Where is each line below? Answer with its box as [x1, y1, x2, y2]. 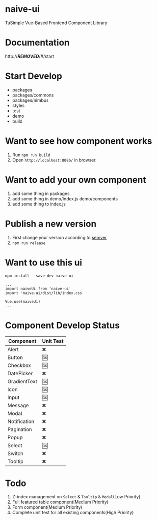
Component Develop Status [5, 320, 120, 331]
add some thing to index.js [12, 201, 66, 207]
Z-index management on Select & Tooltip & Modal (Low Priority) [12, 494, 141, 500]
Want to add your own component [5, 174, 146, 185]
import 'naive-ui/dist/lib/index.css [5, 291, 82, 295]
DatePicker [7, 370, 33, 377]
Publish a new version [5, 218, 97, 229]
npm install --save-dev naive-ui [5, 273, 74, 278]
